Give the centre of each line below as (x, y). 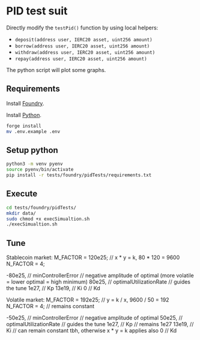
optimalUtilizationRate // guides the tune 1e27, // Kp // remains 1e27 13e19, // (100, 324)
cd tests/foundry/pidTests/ (41, 207)
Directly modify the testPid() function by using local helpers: (82, 28)
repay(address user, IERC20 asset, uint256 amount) (81, 59)
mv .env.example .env (33, 131)
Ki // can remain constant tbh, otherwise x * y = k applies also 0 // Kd (92, 330)
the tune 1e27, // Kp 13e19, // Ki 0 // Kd (53, 288)
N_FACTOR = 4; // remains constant (50, 306)
